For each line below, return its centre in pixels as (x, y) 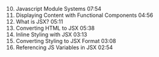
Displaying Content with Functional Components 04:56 (84, 15)
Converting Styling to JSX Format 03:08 (66, 41)
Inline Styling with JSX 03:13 (51, 35)
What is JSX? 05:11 (39, 22)
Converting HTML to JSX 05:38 (55, 28)
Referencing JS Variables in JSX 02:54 (64, 47)
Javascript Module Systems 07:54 (58, 9)
